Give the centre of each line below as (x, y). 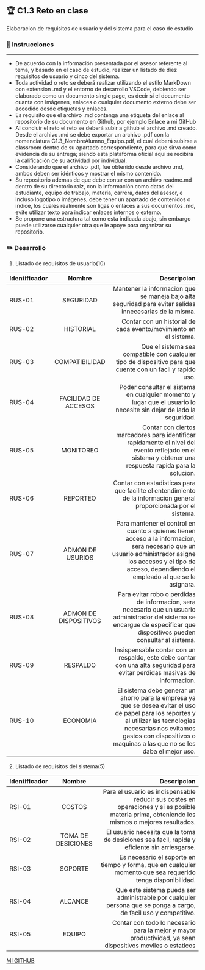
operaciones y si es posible (156, 807)
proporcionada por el (165, 506)
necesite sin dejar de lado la (156, 410)
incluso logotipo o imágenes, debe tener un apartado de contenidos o (103, 199)
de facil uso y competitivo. (158, 913)
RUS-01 (22, 300)
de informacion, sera (166, 602)
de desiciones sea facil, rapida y (149, 840)
